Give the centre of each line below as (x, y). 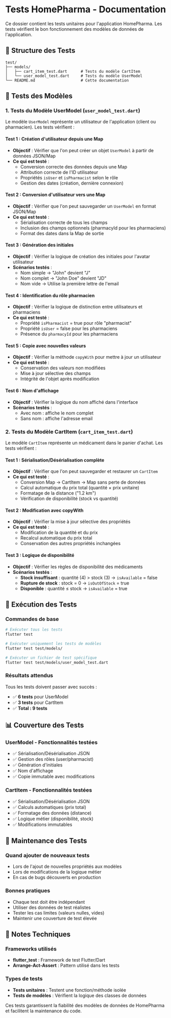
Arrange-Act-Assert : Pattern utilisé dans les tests (66, 965)
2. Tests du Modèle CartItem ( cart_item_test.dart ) (69, 431)
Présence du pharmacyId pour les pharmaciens (69, 334)
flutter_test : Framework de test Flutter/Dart (59, 960)
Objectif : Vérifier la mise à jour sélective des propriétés (71, 522)
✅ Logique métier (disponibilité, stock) (53, 819)
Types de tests (24, 979)
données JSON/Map (34, 156)
